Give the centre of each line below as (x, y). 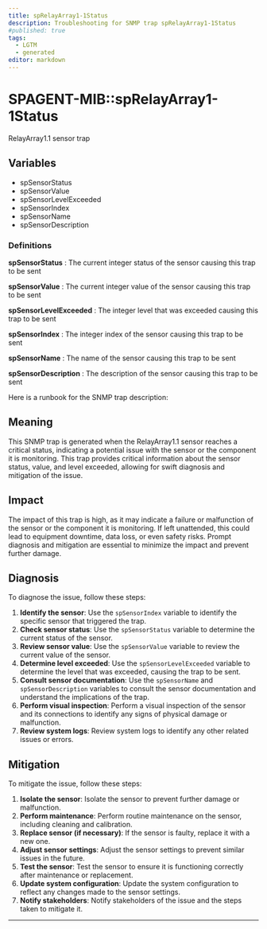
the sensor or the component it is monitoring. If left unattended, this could (129, 528)
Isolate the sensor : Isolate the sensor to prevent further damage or (130, 799)
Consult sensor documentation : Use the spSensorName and (116, 680)
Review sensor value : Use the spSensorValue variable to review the (130, 647)
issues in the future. (52, 858)
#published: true (37, 30)
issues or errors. (46, 740)
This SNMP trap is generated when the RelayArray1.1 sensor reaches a (123, 441)
